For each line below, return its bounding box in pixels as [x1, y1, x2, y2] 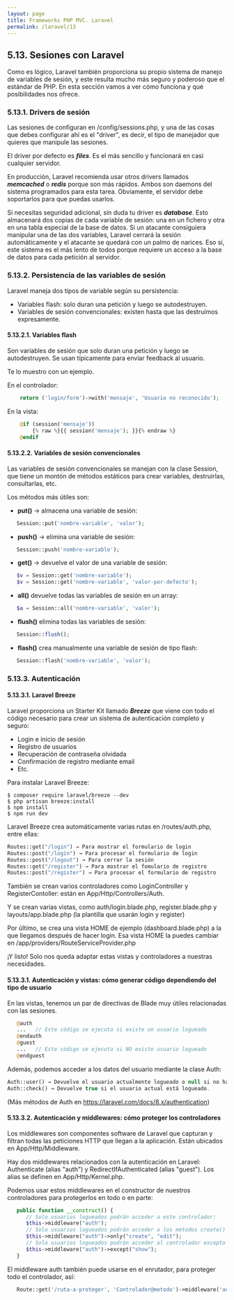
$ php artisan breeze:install [7, 798, 95, 805]
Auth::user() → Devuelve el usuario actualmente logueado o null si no [7, 1078, 219, 1085]
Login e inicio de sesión [17, 735, 86, 743]
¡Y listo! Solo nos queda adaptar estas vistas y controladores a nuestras [7, 952, 212, 961]
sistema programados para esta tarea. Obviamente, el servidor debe [7, 187, 203, 196]
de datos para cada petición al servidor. [7, 253, 121, 262]
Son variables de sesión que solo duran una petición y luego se [7, 346, 189, 355]
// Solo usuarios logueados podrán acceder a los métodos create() [25, 1227, 226, 1234]
